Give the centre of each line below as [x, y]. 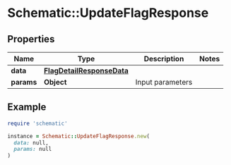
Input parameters [164, 82]
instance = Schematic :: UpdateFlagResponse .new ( [79, 136]
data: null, [31, 142]
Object [55, 82]
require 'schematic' [38, 123]
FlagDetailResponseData [86, 71]
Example [27, 107]
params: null [33, 149]
